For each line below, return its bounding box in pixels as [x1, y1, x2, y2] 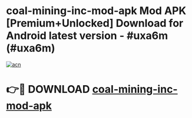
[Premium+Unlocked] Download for [6, 16, 184, 30]
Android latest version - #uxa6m [6, 29, 168, 42]
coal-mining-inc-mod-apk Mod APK [6, 4, 187, 18]
